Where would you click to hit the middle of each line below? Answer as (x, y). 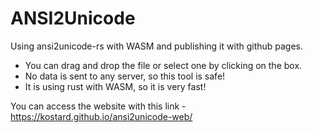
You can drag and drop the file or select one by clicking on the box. (163, 65)
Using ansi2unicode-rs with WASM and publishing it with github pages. (157, 46)
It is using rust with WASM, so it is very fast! (115, 86)
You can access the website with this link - (98, 106)
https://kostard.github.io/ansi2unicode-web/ (101, 116)
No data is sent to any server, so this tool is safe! (125, 76)
